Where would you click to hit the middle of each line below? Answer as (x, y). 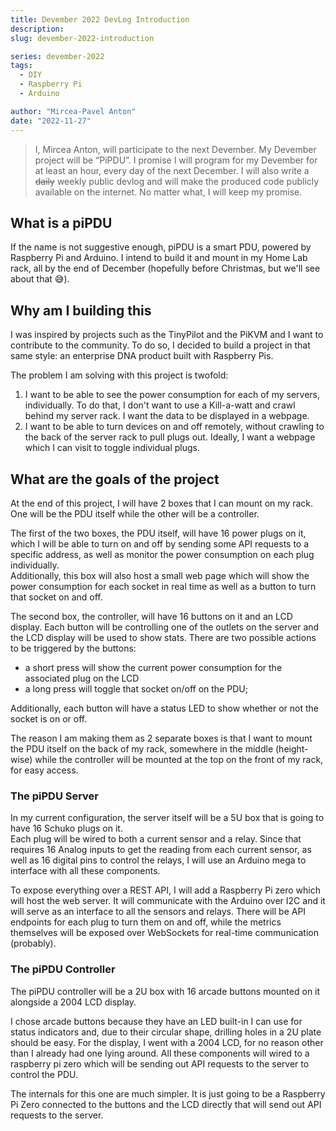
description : (37, 29)
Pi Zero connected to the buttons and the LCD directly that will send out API (166, 1104)
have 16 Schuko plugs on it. (66, 828)
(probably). (33, 943)
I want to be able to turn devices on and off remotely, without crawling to (174, 427)
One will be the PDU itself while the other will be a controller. (135, 513)
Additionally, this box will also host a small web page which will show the (160, 575)
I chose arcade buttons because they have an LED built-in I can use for (156, 1021)
